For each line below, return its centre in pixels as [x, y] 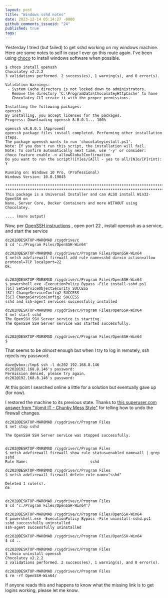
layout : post [19, 10]
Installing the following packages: [43, 107]
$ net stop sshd [22, 427]
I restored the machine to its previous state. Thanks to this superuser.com [81, 402]
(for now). [15, 392]
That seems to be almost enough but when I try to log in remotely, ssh [77, 350]
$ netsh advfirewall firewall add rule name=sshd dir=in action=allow [80, 258]
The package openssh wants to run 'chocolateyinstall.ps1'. [69, 142]
